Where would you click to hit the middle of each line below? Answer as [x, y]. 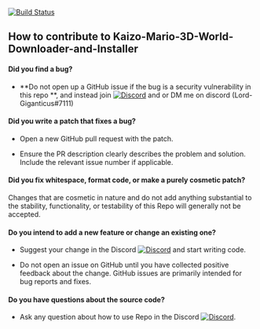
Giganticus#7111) [46, 103]
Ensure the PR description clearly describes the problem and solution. [132, 154]
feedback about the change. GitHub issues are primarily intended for [130, 273]
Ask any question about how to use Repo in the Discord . [128, 317]
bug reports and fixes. [55, 282]
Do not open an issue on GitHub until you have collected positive [124, 265]
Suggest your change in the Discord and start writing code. [132, 250]
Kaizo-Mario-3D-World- [173, 37]
